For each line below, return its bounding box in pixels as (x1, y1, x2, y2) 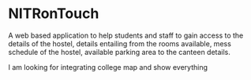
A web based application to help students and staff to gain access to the (8, 31, 244, 40)
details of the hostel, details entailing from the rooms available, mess (8, 38, 231, 48)
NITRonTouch (8, 5, 99, 23)
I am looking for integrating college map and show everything (8, 62, 208, 71)
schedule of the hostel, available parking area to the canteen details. (8, 47, 231, 56)
